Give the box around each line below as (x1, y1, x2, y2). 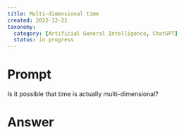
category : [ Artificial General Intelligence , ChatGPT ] (13, 29, 178, 37)
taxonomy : (7, 23, 37, 30)
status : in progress (13, 36, 74, 43)
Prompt (7, 67, 51, 83)
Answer (7, 114, 54, 130)
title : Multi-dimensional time (7, 10, 99, 18)
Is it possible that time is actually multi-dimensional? (7, 90, 159, 98)
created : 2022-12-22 (7, 17, 68, 24)
